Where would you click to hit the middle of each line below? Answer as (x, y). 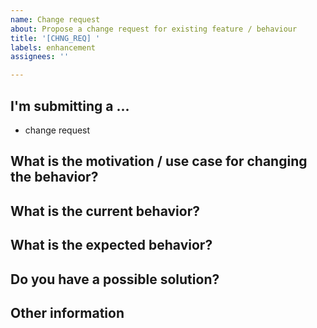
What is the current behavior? (105, 211)
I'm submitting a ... (70, 106)
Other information (67, 312)
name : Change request (55, 19)
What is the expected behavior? (111, 245)
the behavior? (54, 177)
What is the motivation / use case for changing (159, 161)
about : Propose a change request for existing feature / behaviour (154, 29)
